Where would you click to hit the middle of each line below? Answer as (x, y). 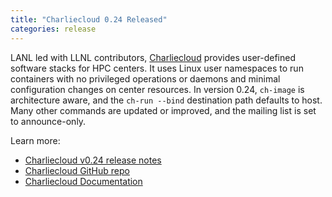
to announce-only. (48, 121)
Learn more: (35, 140)
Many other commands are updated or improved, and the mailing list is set (163, 110)
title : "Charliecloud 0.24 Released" (89, 19)
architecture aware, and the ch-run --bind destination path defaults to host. (166, 100)
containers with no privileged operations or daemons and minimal (145, 78)
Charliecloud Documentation (83, 181)
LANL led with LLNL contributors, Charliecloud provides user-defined (153, 57)
